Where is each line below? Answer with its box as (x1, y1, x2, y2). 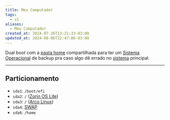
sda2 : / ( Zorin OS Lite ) (12, 93, 59, 99)
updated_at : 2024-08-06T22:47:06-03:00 (5, 36, 90, 41)
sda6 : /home (12, 109, 36, 115)
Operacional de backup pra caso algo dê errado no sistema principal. (5, 55, 150, 61)
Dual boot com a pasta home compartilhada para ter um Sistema (5, 49, 140, 56)
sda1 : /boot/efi (12, 88, 45, 94)
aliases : (5, 21, 24, 27)
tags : (5, 12, 17, 17)
